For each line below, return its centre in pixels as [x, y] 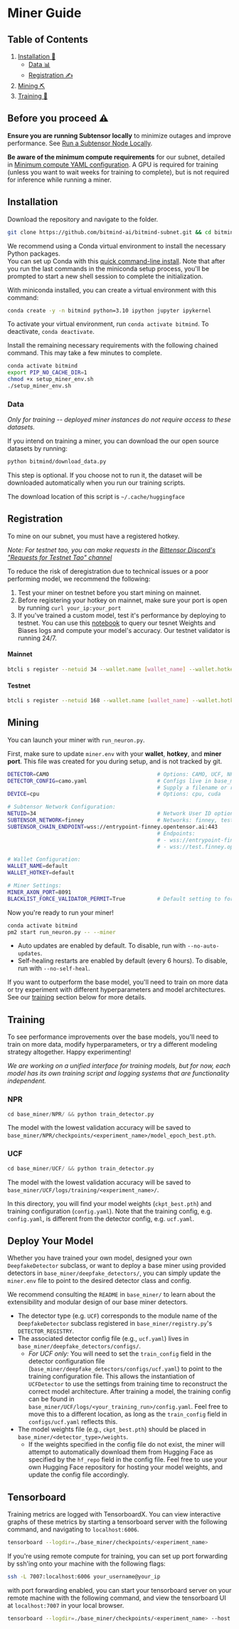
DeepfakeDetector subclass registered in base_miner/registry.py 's [115, 1324]
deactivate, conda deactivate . [51, 332]
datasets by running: [37, 449]
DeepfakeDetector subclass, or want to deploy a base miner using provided [117, 1266]
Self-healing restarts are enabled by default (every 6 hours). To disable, [122, 961]
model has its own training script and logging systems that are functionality [118, 1074]
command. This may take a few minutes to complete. [85, 353]
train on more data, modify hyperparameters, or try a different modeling [112, 1044]
